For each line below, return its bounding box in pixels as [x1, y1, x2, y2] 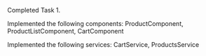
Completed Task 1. [7, 6, 61, 14]
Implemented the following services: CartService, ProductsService [7, 41, 200, 48]
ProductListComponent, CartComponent [7, 27, 124, 35]
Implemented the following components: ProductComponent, [7, 20, 184, 27]
